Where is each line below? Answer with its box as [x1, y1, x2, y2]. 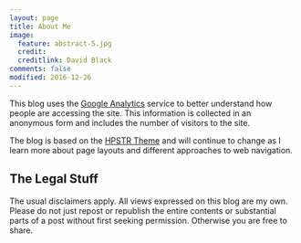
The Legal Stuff [9, 171, 99, 187]
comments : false [9, 65, 71, 74]
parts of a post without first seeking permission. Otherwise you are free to [9, 215, 287, 226]
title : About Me [9, 22, 71, 31]
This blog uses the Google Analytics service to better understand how [9, 98, 273, 109]
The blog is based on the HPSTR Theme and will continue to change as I [9, 134, 281, 146]
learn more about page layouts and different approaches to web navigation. [9, 144, 294, 155]
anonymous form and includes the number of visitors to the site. [9, 117, 251, 128]
